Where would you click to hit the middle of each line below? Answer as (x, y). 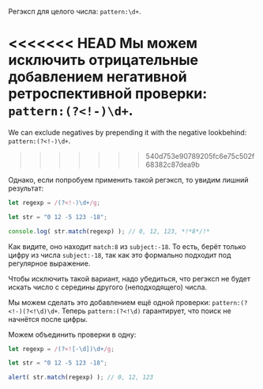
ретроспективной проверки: (108, 94)
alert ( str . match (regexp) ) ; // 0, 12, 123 (81, 378)
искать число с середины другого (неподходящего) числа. (108, 287)
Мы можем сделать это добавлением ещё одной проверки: (109, 302)
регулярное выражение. (49, 263)
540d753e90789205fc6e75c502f (200, 156)
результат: (26, 188)
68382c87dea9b (173, 164)
